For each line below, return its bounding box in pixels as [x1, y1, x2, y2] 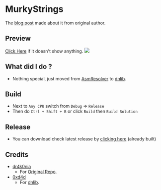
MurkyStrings [5, 3, 64, 15]
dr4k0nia [12, 164, 31, 169]
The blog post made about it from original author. [5, 20, 106, 26]
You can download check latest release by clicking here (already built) [12, 136, 157, 142]
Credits [5, 150, 29, 159]
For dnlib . [19, 180, 40, 185]
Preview [5, 34, 31, 43]
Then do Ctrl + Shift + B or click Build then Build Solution [12, 108, 138, 115]
